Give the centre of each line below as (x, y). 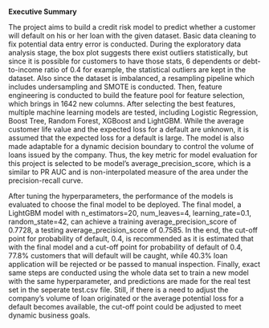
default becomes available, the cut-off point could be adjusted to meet (125, 307)
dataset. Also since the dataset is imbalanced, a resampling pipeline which (132, 78)
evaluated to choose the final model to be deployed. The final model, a (125, 204)
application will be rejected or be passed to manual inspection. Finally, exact (134, 264)
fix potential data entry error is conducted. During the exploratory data (125, 44)
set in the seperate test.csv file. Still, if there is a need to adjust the (118, 290)
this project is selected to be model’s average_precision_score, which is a (130, 163)
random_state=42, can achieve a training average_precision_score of (122, 221)
